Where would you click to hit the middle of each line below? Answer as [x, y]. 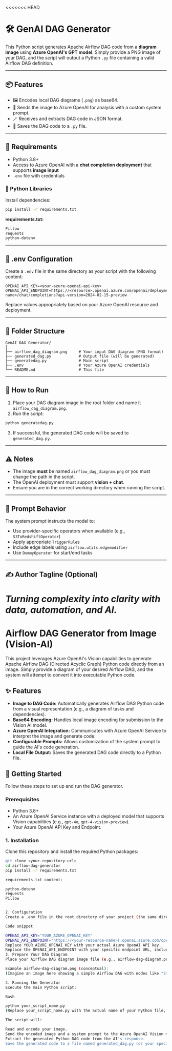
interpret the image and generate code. [54, 736]
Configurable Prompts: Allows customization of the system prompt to [87, 741]
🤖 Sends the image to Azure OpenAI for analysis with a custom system [87, 107]
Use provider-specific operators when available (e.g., [69, 531]
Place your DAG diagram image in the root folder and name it [77, 403]
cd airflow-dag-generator [33, 866]
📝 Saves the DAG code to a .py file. [50, 126]
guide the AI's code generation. [46, 747]
